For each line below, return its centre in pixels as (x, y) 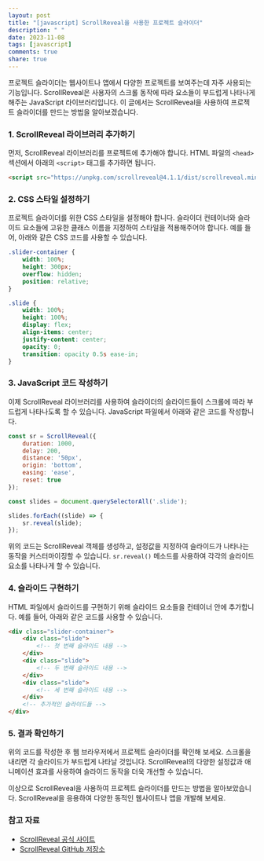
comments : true (33, 52)
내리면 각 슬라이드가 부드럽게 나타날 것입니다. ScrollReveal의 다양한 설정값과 (126, 762)
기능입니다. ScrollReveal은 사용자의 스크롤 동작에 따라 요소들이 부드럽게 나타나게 (132, 92)
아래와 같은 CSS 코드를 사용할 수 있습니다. (83, 237)
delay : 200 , (42, 451)
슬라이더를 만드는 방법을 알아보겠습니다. (77, 112)
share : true (27, 60)
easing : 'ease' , (49, 473)
